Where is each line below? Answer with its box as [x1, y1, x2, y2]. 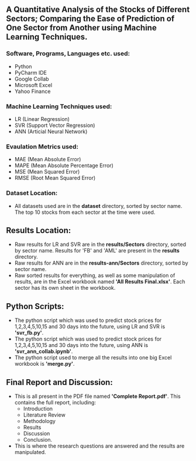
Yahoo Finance [14, 88, 51, 95]
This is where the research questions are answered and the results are [14, 442, 185, 449]
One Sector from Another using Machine [6, 23, 157, 33]
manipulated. [14, 449, 46, 456]
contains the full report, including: [14, 399, 97, 406]
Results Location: [6, 225, 71, 235]
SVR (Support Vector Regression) [14, 122, 95, 129]
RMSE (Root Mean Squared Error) [14, 175, 96, 182]
